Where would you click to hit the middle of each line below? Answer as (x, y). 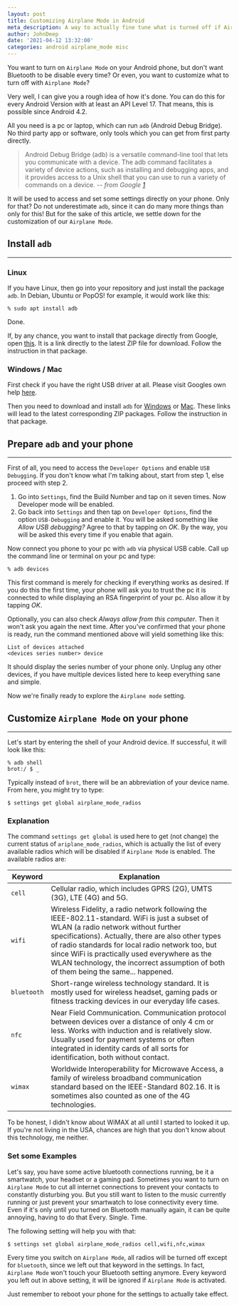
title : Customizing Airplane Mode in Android (76, 21)
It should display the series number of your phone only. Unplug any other (115, 667)
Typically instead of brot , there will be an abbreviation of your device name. (118, 782)
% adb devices (28, 569)
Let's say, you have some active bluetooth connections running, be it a (111, 1172)
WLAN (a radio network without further (116, 927)
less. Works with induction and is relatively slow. (131, 1031)
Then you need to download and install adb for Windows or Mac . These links (119, 406)
